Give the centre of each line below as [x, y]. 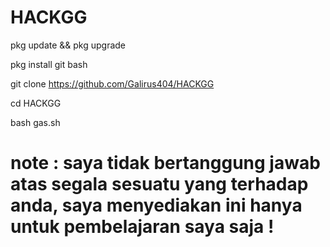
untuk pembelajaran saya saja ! [142, 227]
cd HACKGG [36, 103]
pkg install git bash [49, 64]
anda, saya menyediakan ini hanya [156, 205]
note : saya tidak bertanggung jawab [165, 163]
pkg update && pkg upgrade [68, 45]
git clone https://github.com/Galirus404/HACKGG [112, 83]
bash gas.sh [35, 122]
